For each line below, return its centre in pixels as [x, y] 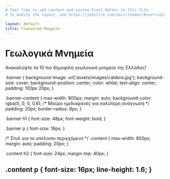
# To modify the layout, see [36, 15]
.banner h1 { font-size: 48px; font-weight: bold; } [56, 119]
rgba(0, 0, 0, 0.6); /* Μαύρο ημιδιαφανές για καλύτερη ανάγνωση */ [77, 103]
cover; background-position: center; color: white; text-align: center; [86, 83]
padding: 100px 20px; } [30, 88]
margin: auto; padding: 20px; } [37, 144]
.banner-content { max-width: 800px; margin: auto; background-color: [78, 98]
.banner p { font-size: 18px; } [35, 129]
